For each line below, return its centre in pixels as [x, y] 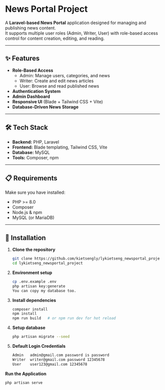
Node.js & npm [27, 212]
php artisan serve [24, 383]
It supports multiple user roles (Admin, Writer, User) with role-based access [82, 33]
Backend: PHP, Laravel [36, 142]
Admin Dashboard [31, 96]
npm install [24, 314]
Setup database [29, 328]
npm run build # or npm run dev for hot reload [64, 318]
